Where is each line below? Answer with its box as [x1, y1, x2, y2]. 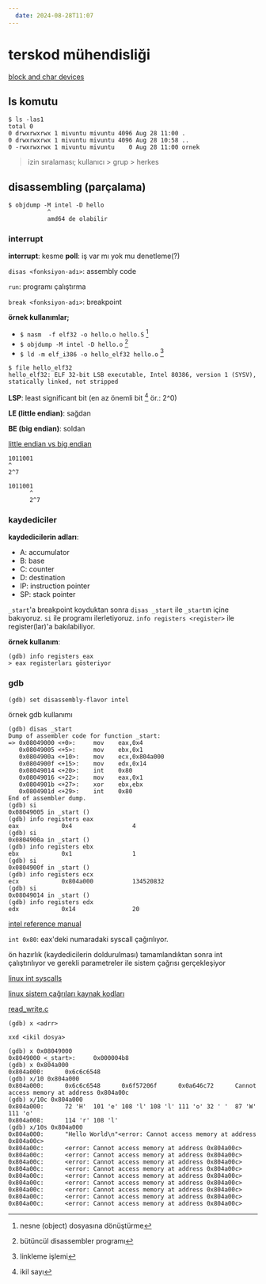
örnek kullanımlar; [8, 313, 70, 322]
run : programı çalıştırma [8, 282, 86, 291]
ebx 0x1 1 [8, 849, 136, 857]
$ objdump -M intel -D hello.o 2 [19, 338, 129, 348]
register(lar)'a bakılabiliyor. [8, 622, 96, 632]
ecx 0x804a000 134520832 [8, 877, 165, 885]
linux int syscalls [8, 973, 62, 982]
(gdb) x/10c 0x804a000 [8, 1096, 83, 1104]
